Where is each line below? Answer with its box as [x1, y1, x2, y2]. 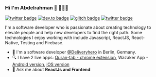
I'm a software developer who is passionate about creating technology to [5, 25, 152, 30]
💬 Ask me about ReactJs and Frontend [12, 67, 91, 73]
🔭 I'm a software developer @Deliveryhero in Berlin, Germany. [12, 49, 137, 55]
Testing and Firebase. [20, 40, 64, 46]
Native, [5, 40, 19, 46]
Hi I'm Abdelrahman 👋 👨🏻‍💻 [5, 4, 69, 11]
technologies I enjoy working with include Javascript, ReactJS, [5, 35, 131, 40]
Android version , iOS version [12, 62, 69, 67]
